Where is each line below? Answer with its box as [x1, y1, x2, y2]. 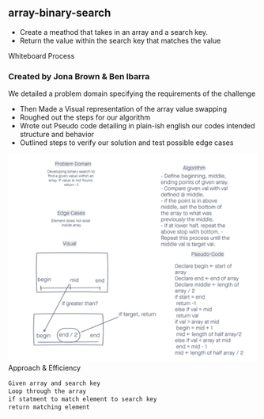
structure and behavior [19, 130, 95, 139]
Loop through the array [8, 387, 87, 395]
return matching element [8, 403, 90, 411]
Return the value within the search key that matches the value [19, 36, 221, 45]
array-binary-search [8, 6, 111, 20]
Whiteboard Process [8, 51, 75, 60]
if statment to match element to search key [8, 395, 157, 403]
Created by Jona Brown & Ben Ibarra [8, 70, 150, 82]
